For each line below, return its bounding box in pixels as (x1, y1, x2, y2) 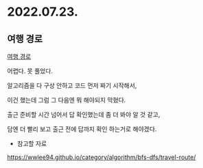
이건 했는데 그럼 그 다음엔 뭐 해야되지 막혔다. (7, 96, 126, 104)
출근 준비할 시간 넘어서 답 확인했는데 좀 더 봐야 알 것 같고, (7, 111, 160, 118)
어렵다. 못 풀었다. (7, 67, 53, 75)
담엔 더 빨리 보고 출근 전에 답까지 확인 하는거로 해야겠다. (7, 125, 157, 133)
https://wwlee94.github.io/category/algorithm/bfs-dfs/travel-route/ (7, 153, 196, 161)
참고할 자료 (16, 139, 47, 148)
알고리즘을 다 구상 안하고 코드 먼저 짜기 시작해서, (7, 81, 137, 89)
